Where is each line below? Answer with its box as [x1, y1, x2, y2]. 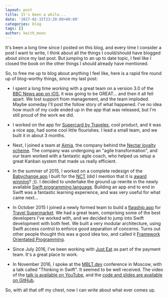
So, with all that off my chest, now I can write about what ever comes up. [5, 287, 156, 293]
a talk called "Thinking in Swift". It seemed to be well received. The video [12, 267, 163, 272]
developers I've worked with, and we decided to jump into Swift [12, 215, 144, 221]
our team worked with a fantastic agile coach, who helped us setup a [12, 153, 155, 159]
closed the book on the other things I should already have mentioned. [5, 61, 149, 66]
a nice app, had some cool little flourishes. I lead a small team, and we [12, 127, 157, 133]
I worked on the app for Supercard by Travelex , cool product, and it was [12, 122, 161, 128]
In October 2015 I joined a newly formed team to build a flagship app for [12, 205, 161, 210]
